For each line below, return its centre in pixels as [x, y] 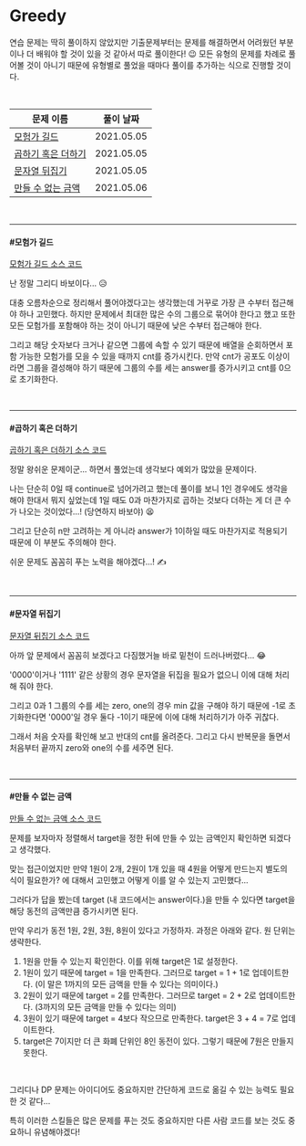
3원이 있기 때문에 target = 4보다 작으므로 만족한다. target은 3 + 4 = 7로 [151, 1018]
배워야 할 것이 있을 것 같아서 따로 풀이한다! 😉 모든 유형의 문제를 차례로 [161, 53]
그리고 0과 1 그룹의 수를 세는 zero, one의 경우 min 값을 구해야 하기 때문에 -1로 [148, 705]
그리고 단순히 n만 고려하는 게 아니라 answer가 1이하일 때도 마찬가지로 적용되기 [148, 531]
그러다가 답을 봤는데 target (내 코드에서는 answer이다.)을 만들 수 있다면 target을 [153, 899]
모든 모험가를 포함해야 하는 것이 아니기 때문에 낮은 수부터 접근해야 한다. [136, 326]
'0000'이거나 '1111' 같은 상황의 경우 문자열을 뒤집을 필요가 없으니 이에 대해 [141, 674]
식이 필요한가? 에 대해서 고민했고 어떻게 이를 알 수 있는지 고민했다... [129, 880]
